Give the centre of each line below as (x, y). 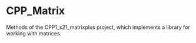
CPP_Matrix (36, 11)
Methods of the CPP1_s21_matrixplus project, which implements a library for (98, 27)
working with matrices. (34, 33)
